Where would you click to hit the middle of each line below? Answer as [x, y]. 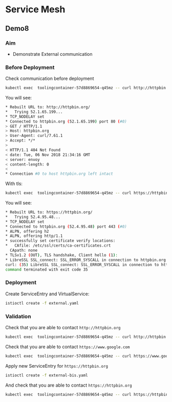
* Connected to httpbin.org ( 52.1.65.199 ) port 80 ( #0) [66, 122]
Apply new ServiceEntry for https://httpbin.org [57, 366]
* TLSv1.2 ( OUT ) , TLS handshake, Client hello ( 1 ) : [61, 255]
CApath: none [24, 250]
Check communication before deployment [50, 78]
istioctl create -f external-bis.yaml [47, 375]
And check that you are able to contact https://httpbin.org [69, 385]
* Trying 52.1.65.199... [34, 112]
